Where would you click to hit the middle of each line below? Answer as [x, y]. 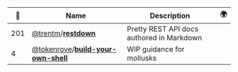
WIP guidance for [156, 49]
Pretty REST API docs [163, 29]
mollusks [142, 58]
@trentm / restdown [63, 33]
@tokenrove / [53, 49]
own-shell [50, 58]
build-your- [95, 49]
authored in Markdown [165, 38]
